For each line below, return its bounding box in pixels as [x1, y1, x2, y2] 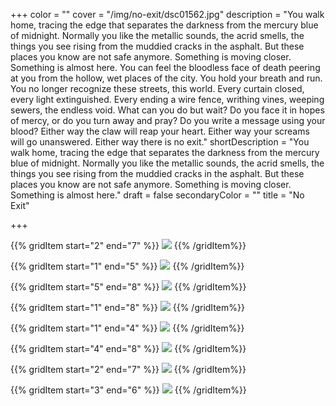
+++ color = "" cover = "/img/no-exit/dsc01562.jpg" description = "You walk [10, 9, 325, 20]
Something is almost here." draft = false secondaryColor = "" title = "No [10, 189, 305, 201]
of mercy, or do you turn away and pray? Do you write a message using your [10, 115, 326, 126]
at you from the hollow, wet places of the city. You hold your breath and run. [10, 72, 323, 84]
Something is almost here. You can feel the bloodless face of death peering [10, 62, 321, 73]
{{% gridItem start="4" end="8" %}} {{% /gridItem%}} [10, 343, 247, 354]
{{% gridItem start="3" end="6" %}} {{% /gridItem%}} [10, 384, 247, 396]
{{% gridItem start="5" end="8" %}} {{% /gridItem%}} [10, 281, 247, 293]
